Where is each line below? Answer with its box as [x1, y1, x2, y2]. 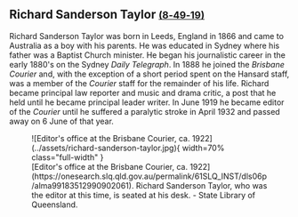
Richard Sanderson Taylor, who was [135, 180, 268, 190]
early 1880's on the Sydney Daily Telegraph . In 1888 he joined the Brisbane [9, 59, 285, 69]
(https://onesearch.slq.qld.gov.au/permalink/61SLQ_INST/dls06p [31, 171, 268, 181]
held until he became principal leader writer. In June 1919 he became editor [9, 97, 285, 108]
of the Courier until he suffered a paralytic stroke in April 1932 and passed [9, 106, 280, 117]
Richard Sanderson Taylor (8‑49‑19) [9, 7, 205, 22]
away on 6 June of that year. [9, 116, 114, 126]
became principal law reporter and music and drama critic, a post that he [9, 87, 277, 98]
